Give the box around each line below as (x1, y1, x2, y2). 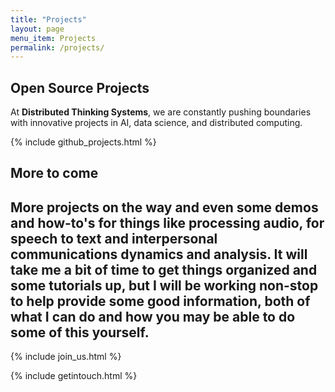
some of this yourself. (10, 324, 150, 341)
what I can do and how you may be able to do (10, 308, 296, 325)
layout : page (10, 24, 65, 34)
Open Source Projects (10, 79, 150, 96)
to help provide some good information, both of (10, 292, 311, 310)
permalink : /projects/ (10, 42, 105, 53)
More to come (10, 165, 99, 182)
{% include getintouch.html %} (10, 370, 138, 382)
